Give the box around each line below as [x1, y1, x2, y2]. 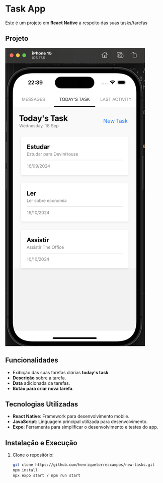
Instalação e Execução [5, 439, 77, 447]
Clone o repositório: [12, 452, 54, 458]
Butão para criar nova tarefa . [12, 385, 74, 391]
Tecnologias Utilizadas [5, 400, 78, 408]
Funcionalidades [5, 356, 59, 365]
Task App [5, 3, 46, 15]
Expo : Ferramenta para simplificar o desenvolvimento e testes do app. [12, 424, 158, 430]
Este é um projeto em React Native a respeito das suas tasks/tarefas [5, 20, 147, 26]
